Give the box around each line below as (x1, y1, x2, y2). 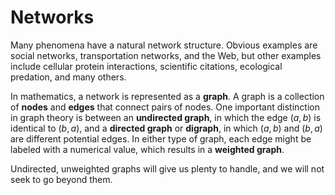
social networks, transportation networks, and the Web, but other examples (10, 49, 322, 61)
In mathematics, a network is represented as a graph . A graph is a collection (10, 90, 325, 102)
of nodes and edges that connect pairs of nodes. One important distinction (10, 101, 320, 113)
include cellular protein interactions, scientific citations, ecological (10, 60, 283, 72)
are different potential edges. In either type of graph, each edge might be (10, 132, 312, 145)
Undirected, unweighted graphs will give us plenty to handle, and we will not (10, 162, 325, 175)
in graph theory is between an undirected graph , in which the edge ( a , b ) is (10, 111, 322, 123)
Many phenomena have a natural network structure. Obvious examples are (10, 39, 318, 51)
